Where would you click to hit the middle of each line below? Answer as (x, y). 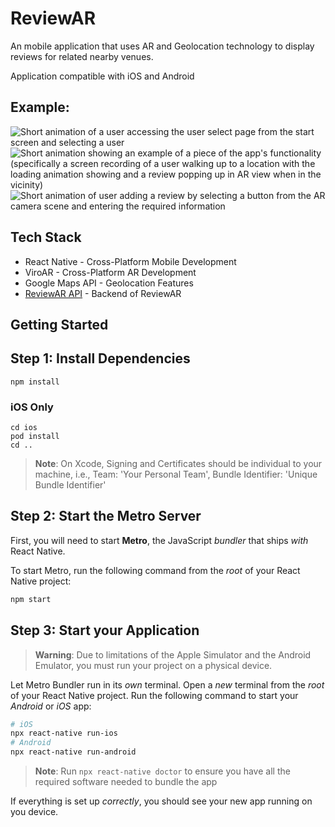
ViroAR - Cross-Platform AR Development (110, 272)
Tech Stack (46, 237)
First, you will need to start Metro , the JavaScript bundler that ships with (159, 540)
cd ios (24, 428)
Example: (40, 107)
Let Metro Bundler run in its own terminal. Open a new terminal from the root (167, 684)
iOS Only (32, 407)
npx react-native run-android (73, 752)
